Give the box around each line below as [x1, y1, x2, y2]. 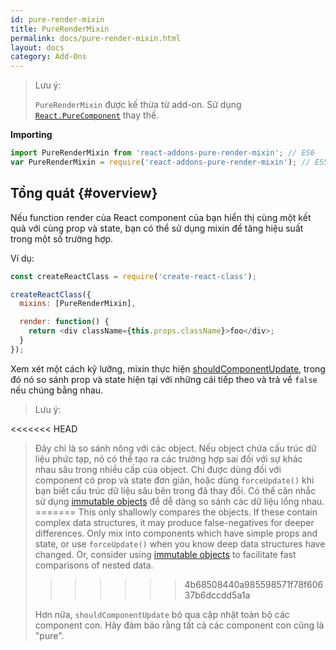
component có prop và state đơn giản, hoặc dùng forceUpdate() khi [34, 474, 315, 486]
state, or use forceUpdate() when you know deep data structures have [34, 537, 326, 550]
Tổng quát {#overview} [10, 185, 158, 202]
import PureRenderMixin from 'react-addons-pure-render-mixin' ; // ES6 [10, 148, 315, 158]
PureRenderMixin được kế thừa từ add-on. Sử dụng [34, 99, 242, 111]
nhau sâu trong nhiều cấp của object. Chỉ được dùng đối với [34, 463, 282, 475]
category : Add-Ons [10, 52, 87, 62]
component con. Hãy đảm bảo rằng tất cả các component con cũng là [34, 619, 325, 631]
